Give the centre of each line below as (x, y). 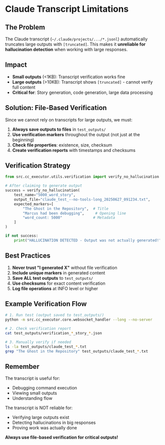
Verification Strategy (38, 166)
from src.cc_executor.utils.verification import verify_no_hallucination (82, 177)
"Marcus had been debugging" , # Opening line (74, 213)
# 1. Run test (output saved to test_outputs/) (55, 315)
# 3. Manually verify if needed (38, 342)
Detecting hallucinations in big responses (54, 423)
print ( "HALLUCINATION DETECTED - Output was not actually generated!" (88, 240)
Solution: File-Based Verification (56, 108)
